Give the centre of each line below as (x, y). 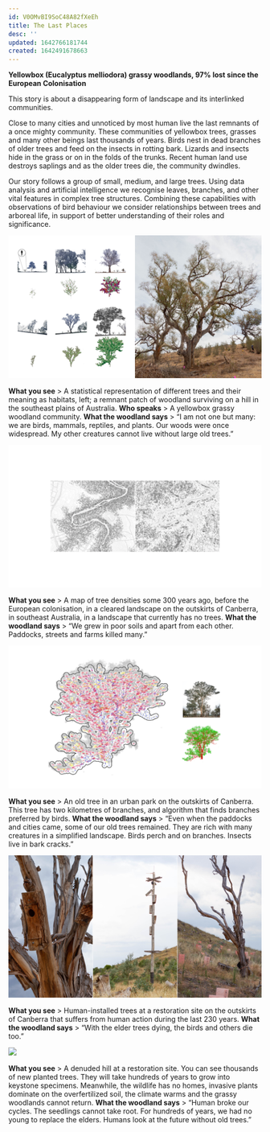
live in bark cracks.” (41, 844)
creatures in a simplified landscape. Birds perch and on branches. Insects (130, 835)
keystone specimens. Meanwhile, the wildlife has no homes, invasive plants (133, 1085)
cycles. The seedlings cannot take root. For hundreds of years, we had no (131, 1111)
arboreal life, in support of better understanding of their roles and (117, 216)
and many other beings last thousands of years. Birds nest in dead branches (135, 140)
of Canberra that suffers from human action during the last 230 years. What (134, 1019)
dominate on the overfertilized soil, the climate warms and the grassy (123, 1094)
